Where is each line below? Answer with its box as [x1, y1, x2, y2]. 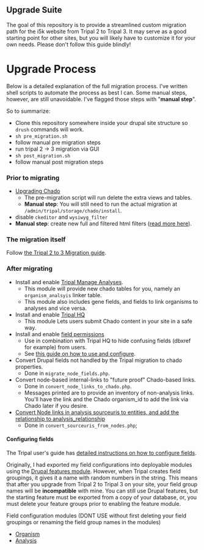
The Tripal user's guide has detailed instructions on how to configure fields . [6, 449, 197, 456]
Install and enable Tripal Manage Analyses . [15, 278, 123, 285]
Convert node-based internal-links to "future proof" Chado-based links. [15, 376, 196, 383]
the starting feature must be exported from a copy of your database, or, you [6, 493, 197, 501]
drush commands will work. [15, 126, 84, 133]
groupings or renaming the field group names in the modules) [6, 518, 161, 526]
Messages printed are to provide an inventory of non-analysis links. [24, 389, 194, 396]
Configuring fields [6, 435, 54, 443]
